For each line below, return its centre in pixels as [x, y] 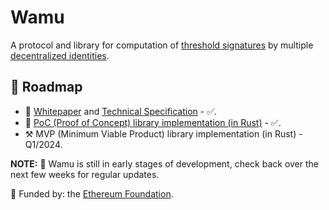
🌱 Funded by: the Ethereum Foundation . [92, 193]
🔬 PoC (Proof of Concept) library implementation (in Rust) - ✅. [153, 122]
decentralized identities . [60, 55]
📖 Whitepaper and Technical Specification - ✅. [121, 111]
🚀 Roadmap [46, 87]
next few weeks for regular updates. [85, 174]
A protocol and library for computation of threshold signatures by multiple [162, 45]
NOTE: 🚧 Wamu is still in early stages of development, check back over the [165, 163]
